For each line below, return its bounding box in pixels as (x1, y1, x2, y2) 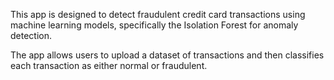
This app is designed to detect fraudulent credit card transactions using (10, 9, 306, 20)
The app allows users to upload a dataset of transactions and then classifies (10, 49, 325, 61)
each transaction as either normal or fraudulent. (10, 60, 208, 71)
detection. (10, 30, 53, 41)
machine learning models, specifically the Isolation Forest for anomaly (10, 19, 299, 31)
